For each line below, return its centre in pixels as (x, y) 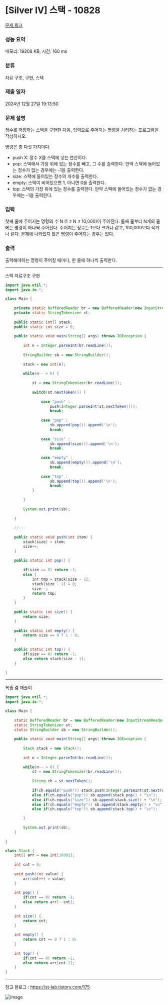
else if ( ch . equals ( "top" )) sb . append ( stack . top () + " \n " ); (95, 809)
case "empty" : (56, 458)
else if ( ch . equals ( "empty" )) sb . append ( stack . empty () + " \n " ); (99, 804)
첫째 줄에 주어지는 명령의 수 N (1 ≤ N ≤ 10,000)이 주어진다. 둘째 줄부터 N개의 (80, 221)
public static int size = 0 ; (44, 327)
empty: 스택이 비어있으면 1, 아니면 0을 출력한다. (59, 183)
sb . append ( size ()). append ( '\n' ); (85, 444)
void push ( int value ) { (39, 874)
